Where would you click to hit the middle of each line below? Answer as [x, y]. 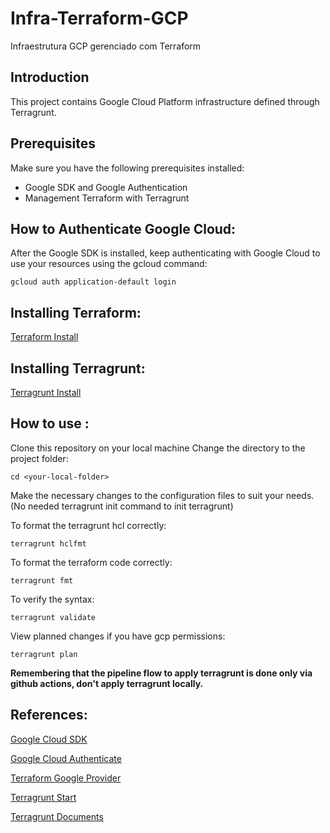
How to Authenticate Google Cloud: [123, 228]
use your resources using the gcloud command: [109, 264]
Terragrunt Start [43, 797]
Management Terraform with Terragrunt [107, 198]
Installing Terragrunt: [78, 368]
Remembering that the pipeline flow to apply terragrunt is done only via [161, 673]
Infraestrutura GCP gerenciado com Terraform [106, 46]
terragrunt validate [53, 617]
